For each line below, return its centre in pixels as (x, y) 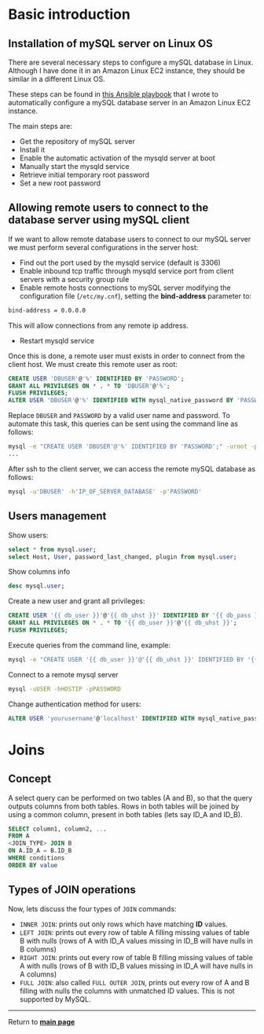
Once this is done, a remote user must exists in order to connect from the (126, 356)
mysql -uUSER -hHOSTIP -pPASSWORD (65, 689)
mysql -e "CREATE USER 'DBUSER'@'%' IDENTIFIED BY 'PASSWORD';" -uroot (128, 447)
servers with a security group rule (74, 279)
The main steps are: (40, 126)
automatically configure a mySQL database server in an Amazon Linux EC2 (130, 103)
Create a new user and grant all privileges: (77, 601)
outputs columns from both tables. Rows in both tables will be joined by (124, 806)
